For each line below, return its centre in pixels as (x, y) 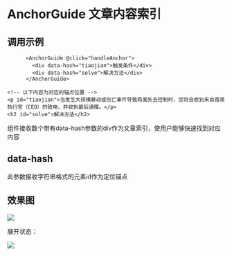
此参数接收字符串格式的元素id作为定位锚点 (68, 176)
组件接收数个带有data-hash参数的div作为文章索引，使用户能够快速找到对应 (114, 128)
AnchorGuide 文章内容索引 (84, 14)
